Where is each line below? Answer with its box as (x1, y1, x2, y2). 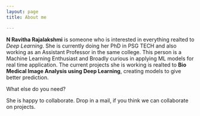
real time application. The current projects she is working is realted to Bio (6, 61, 187, 68)
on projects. (6, 103, 36, 110)
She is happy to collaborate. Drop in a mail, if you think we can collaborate (6, 96, 189, 104)
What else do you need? (6, 85, 66, 92)
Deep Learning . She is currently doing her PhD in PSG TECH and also (6, 42, 177, 49)
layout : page (6, 8, 39, 15)
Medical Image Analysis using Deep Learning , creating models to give (6, 67, 181, 74)
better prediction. (6, 74, 49, 81)
